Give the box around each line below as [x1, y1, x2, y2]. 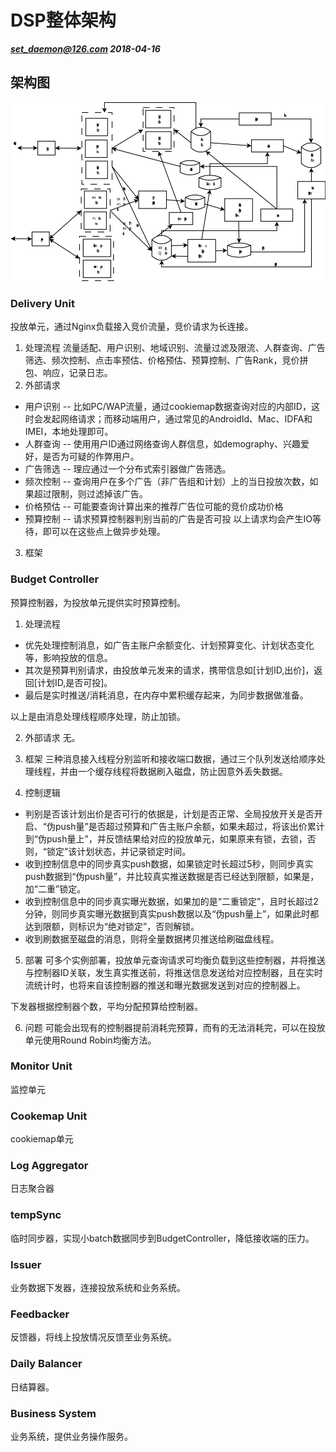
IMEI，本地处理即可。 [24, 426, 114, 438]
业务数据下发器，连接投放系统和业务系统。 [10, 1282, 186, 1294]
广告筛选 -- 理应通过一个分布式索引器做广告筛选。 [24, 463, 232, 475]
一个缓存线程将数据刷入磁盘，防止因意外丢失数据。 [77, 765, 288, 777]
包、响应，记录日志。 [24, 367, 113, 379]
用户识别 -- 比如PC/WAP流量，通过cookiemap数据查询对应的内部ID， [24, 401, 312, 413]
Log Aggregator [10, 1159, 89, 1173]
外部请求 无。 [24, 731, 81, 743]
